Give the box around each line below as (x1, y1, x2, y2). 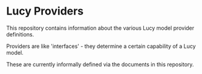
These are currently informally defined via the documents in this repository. (6, 61, 194, 68)
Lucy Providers (6, 4, 84, 18)
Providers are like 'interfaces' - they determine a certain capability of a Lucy (6, 42, 196, 50)
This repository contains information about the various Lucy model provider (6, 24, 195, 32)
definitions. (6, 30, 34, 38)
